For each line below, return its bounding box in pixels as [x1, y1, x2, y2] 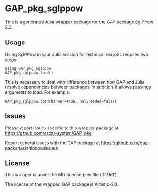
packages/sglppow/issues [5, 145, 58, 150]
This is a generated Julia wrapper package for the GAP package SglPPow [5, 19, 153, 25]
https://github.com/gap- [101, 140, 150, 146]
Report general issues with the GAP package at [5, 140, 100, 146]
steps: [5, 57, 18, 63]
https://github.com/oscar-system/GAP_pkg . [5, 130, 93, 136]
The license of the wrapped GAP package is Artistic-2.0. [5, 181, 119, 187]
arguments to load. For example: [5, 89, 70, 95]
